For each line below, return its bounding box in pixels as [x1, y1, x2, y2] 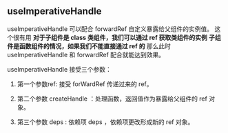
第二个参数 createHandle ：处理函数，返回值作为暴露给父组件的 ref [17, 94, 208, 103]
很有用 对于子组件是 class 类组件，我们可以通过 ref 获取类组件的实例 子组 [12, 33, 222, 41]
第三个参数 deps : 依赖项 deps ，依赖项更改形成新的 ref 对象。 [17, 117, 194, 126]
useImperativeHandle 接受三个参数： [7, 65, 112, 73]
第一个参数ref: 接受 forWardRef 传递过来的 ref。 [17, 79, 153, 88]
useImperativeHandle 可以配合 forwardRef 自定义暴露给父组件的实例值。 [7, 24, 214, 33]
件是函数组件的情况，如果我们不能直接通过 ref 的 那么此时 [7, 41, 171, 50]
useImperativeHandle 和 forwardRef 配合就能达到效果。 [7, 50, 165, 59]
